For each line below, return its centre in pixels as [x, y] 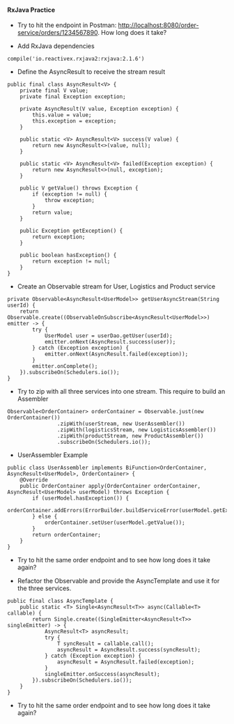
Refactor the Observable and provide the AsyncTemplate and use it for [118, 581]
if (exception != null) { [70, 194]
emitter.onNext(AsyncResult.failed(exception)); [116, 354]
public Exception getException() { [71, 231]
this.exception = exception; [75, 121]
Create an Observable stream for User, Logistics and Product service [116, 286]
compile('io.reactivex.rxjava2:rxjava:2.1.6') [76, 59]
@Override [34, 480]
